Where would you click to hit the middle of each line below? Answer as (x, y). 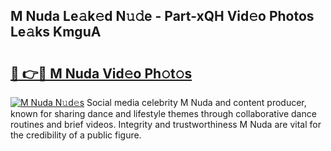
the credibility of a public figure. (76, 135)
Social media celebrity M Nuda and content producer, (196, 102)
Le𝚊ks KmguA (56, 32)
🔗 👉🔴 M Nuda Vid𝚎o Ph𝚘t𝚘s (101, 73)
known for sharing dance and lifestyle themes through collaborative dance (163, 113)
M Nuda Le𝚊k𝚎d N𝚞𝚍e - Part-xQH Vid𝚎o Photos (162, 16)
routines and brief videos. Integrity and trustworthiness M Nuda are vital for (166, 124)
